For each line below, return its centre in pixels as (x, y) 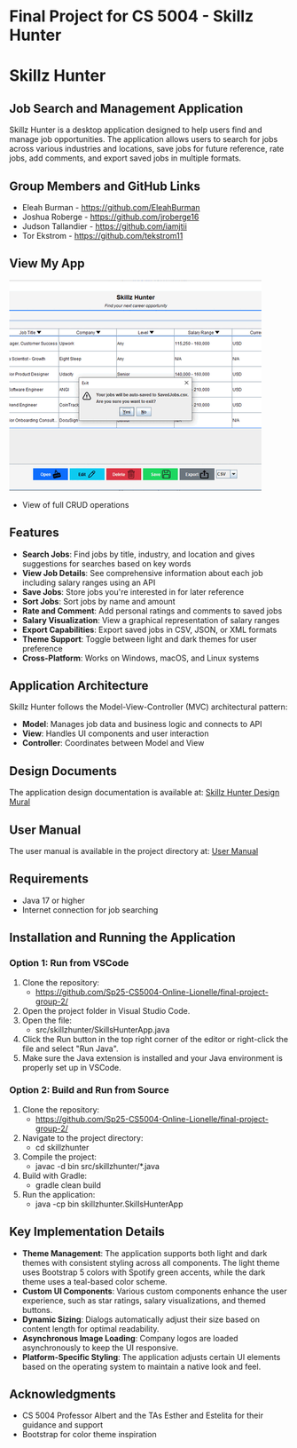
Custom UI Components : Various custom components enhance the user (155, 1291)
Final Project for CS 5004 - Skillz (132, 16)
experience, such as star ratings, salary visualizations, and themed (144, 1300)
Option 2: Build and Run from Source (90, 1090)
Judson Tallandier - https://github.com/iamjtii (105, 226)
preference (43, 648)
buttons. (37, 1310)
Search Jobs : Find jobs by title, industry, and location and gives (138, 554)
